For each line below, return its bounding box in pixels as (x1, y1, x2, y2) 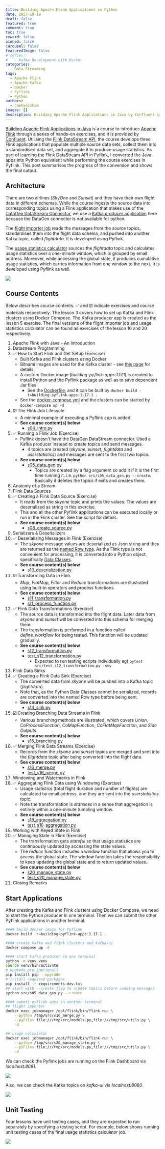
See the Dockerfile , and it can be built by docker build (27, 388, 138, 393)
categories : (5, 62, 30, 67)
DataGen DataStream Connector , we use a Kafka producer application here (5, 210, 157, 216)
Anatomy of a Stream (12, 483, 56, 489)
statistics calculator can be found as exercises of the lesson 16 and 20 (5, 325, 147, 332)
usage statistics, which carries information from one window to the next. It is (5, 261, 160, 267)
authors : (5, 99, 24, 104)
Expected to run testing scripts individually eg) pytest (34, 658, 143, 664)
